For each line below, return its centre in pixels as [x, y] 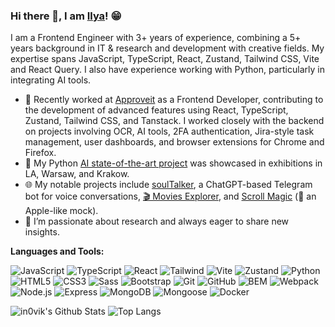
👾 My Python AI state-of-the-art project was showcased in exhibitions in [173, 163]
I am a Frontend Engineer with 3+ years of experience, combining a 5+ [156, 38]
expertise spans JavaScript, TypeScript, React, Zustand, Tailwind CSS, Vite [165, 59]
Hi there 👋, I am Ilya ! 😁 [66, 16]
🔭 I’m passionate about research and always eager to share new [157, 221]
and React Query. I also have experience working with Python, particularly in [167, 70]
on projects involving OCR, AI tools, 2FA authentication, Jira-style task [169, 131]
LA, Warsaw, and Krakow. [77, 174]
